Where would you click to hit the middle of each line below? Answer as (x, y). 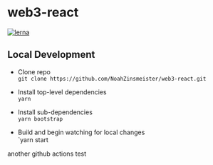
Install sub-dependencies (55, 112)
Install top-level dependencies (62, 92)
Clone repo (34, 71)
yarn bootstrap (40, 119)
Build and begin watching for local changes (81, 132)
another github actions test (47, 154)
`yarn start (33, 139)
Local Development (51, 55)
